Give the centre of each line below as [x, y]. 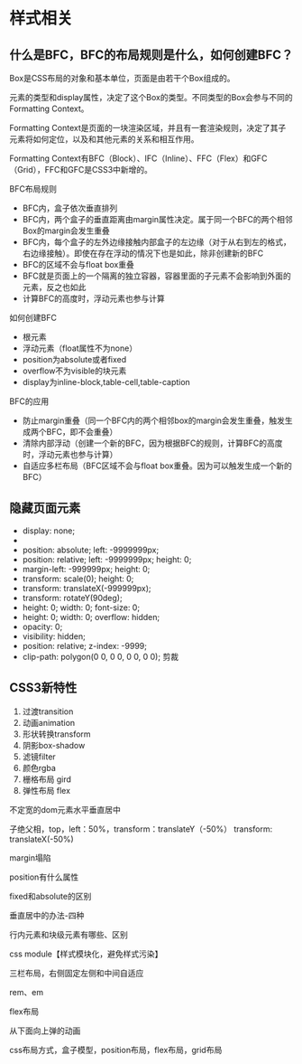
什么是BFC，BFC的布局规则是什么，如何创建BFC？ [151, 55]
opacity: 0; [42, 626]
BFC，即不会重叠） [82, 432]
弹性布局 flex [46, 790]
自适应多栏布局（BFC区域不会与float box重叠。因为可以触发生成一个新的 [157, 466]
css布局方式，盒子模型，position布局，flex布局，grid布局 [116, 1050]
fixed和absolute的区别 [50, 896]
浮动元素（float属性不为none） [80, 348]
